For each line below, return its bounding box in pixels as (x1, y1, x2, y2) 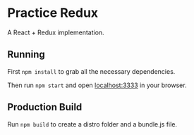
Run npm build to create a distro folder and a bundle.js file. (7, 120, 178, 128)
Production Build (7, 101, 83, 113)
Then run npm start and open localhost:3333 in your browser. (7, 81, 187, 89)
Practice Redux (7, 5, 99, 21)
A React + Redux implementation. (7, 28, 104, 37)
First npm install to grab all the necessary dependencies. (7, 67, 176, 75)
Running (7, 49, 46, 60)
